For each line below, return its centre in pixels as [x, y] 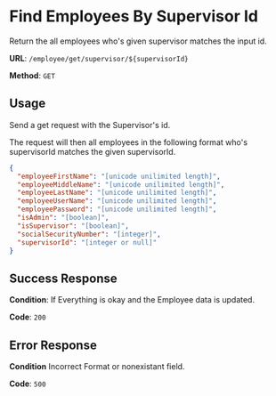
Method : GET [32, 75]
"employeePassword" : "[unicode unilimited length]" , [117, 210]
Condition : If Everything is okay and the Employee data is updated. [132, 300]
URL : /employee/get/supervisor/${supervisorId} [99, 58]
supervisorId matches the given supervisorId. [93, 151]
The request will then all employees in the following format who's [128, 142]
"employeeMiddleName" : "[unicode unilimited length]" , [121, 184]
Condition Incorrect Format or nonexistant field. [97, 366]
